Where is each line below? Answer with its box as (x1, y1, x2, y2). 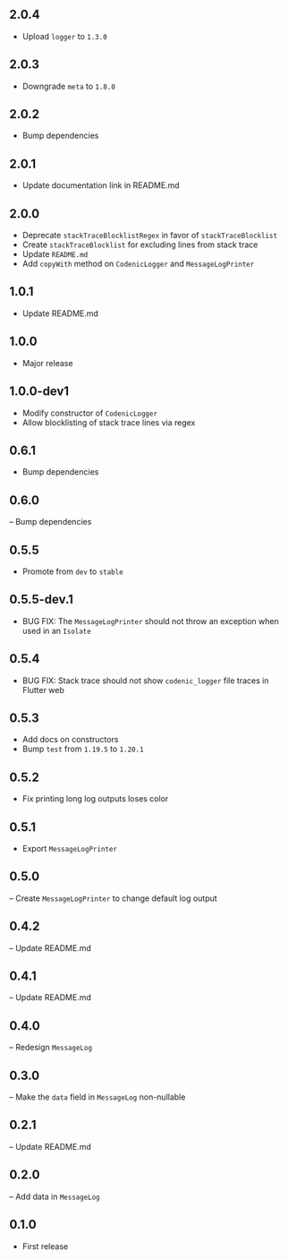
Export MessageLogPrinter (21, 844, 118, 853)
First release (21, 1240, 69, 1252)
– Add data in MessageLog (9, 1191, 100, 1202)
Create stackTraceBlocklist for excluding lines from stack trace (21, 239, 258, 250)
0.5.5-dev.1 (9, 592, 74, 607)
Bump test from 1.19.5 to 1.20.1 (21, 743, 145, 755)
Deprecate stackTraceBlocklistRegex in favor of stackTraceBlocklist (21, 230, 278, 241)
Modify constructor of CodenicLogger (21, 407, 158, 418)
